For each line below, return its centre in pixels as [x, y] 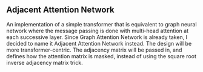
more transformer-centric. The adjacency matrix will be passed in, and [94, 50]
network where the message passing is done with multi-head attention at [98, 31]
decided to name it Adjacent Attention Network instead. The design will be [99, 43]
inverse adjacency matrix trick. [45, 62]
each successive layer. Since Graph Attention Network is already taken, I [97, 37]
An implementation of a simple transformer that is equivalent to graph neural [101, 24]
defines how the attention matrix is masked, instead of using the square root [101, 56]
